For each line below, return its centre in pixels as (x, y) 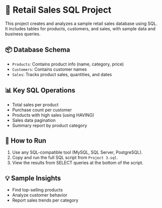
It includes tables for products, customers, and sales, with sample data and (80, 28)
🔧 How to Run (26, 140)
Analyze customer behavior (40, 195)
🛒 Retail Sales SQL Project (58, 10)
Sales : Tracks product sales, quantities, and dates (62, 74)
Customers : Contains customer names (49, 69)
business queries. (23, 34)
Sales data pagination (34, 120)
